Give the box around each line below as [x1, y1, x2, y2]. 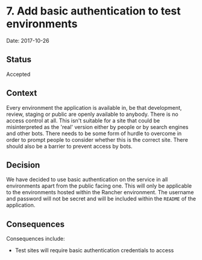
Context [6, 88, 37, 98]
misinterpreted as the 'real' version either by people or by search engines [6, 123, 189, 130]
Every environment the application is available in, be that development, [6, 104, 182, 111]
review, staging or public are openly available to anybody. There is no [6, 110, 179, 118]
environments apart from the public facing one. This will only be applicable [6, 182, 192, 189]
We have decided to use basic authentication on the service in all [6, 176, 168, 183]
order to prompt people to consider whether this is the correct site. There [6, 136, 188, 143]
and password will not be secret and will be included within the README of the [6, 195, 196, 203]
